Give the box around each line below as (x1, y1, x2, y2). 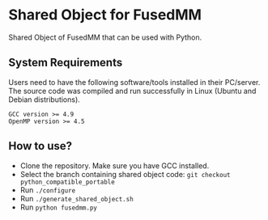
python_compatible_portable (19, 178, 115, 186)
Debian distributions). (8, 95, 81, 104)
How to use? (8, 139, 73, 153)
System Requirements (8, 56, 123, 70)
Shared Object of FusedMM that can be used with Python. (8, 32, 202, 42)
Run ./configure (19, 184, 76, 195)
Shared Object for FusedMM (8, 6, 202, 24)
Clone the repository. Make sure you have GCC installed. (19, 160, 210, 171)
